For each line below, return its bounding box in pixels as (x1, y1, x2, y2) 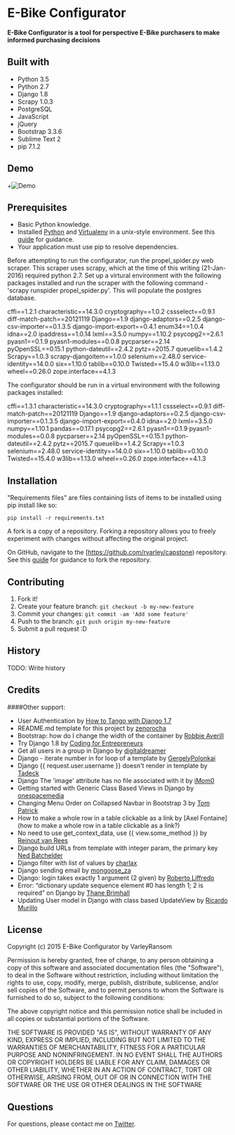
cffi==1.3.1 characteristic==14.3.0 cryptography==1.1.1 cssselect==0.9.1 (7, 402, 212, 410)
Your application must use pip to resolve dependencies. (17, 243, 179, 251)
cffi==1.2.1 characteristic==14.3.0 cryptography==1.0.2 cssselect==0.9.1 (7, 308, 215, 316)
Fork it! (17, 595, 39, 603)
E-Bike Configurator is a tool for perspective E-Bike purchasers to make (7, 28, 220, 37)
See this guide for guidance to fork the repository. (7, 556, 152, 564)
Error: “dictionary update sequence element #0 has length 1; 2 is (17, 881, 203, 889)
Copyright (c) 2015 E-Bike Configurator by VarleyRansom (7, 942, 173, 951)
